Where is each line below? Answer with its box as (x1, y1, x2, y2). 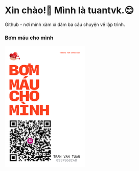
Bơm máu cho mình (5, 34, 54, 41)
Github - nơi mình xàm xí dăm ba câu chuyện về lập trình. (5, 21, 125, 27)
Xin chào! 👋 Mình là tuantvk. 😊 (5, 5, 134, 16)
